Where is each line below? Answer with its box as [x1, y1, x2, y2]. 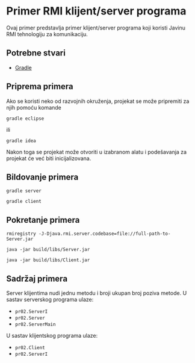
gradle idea [6, 137, 36, 144]
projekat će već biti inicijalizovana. [6, 155, 91, 162]
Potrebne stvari [6, 48, 66, 58]
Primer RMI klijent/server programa [6, 4, 187, 18]
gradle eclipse [6, 116, 45, 122]
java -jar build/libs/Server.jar [6, 247, 90, 253]
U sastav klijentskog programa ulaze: [6, 332, 98, 339]
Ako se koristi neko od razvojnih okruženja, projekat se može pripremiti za [6, 98, 190, 105]
